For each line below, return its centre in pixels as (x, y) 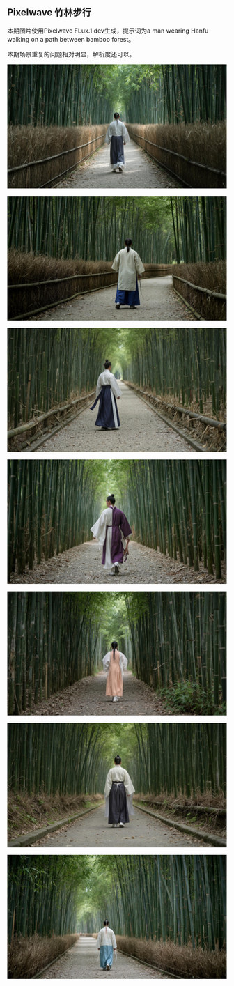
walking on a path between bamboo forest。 (71, 39)
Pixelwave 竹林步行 (49, 13)
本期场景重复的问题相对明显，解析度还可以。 (71, 54)
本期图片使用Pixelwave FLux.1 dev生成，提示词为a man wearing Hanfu (108, 31)
